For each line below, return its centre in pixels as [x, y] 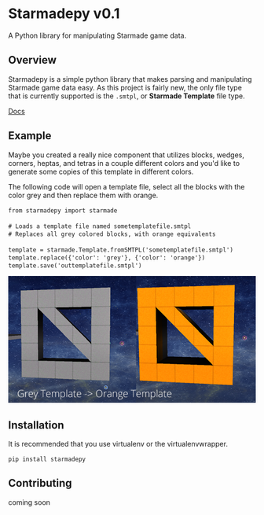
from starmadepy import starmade [63, 210]
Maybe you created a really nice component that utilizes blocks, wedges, [126, 155]
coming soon [29, 502]
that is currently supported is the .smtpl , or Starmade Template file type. [126, 96]
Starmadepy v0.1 [64, 14]
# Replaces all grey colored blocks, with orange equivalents [112, 234]
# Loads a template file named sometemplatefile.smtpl [100, 226]
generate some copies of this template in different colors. [101, 171]
